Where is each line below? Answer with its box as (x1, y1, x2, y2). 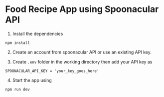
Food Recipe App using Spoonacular (5, 3, 159, 15)
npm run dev (5, 86, 30, 92)
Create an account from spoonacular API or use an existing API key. (12, 49, 152, 55)
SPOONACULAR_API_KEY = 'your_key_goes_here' (5, 68, 99, 73)
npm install (5, 40, 30, 45)
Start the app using (12, 77, 52, 83)
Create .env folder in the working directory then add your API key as (12, 58, 153, 64)
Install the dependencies (12, 30, 63, 36)
